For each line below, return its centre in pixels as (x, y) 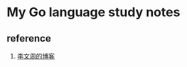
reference (29, 38)
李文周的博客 (36, 56)
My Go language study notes (93, 12)
